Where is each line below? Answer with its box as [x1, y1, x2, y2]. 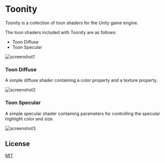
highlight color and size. [5, 116, 54, 122]
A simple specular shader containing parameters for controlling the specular [5, 110, 161, 117]
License [5, 139, 30, 148]
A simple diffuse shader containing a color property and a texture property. [5, 78, 158, 83]
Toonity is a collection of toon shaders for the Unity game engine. [5, 20, 139, 26]
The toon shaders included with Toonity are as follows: [5, 29, 117, 35]
